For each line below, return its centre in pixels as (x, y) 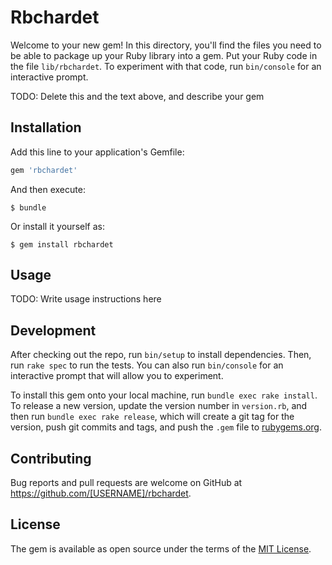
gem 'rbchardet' (44, 170)
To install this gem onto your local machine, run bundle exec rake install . (164, 395)
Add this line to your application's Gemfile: (97, 152)
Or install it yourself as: (57, 226)
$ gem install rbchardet (62, 244)
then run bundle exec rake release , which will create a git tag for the (152, 417)
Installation (46, 127)
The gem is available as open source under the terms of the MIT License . (161, 548)
